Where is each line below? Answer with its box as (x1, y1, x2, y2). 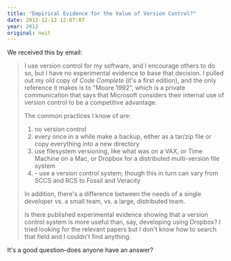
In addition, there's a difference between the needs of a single (24, 190, 202, 198)
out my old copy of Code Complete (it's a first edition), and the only (24, 77, 216, 85)
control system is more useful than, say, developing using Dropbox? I (24, 218, 221, 226)
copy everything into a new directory (34, 139, 140, 148)
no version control (34, 125, 86, 133)
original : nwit (7, 29, 51, 37)
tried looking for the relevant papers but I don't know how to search (24, 225, 217, 233)
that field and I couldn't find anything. (24, 233, 131, 241)
